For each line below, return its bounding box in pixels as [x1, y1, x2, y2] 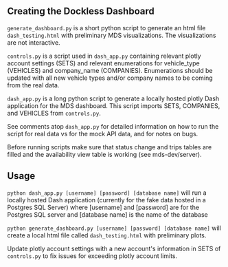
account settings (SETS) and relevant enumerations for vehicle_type [7, 58, 201, 67]
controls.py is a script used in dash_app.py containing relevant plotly [7, 52, 201, 60]
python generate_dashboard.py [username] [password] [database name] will [7, 224, 222, 232]
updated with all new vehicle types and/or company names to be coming [7, 74, 213, 82]
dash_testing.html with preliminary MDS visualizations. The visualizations [7, 31, 216, 39]
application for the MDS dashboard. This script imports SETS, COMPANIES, [7, 101, 220, 109]
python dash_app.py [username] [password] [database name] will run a [7, 189, 207, 197]
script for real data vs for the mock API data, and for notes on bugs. [7, 129, 198, 138]
